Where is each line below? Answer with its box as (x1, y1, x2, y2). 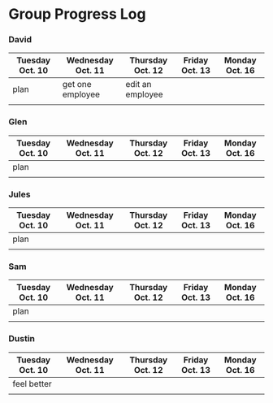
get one (62, 79, 92, 90)
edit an (125, 79, 152, 90)
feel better (12, 378, 53, 389)
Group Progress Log (8, 5, 146, 24)
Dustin (8, 333, 35, 344)
